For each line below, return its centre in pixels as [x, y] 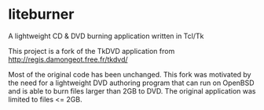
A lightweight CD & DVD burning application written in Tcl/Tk [106, 36]
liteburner [41, 14]
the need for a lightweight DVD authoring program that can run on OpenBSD [131, 83]
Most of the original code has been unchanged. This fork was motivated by [130, 74]
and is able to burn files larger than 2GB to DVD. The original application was [132, 90]
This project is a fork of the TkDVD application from [92, 51]
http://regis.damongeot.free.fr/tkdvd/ [68, 59]
